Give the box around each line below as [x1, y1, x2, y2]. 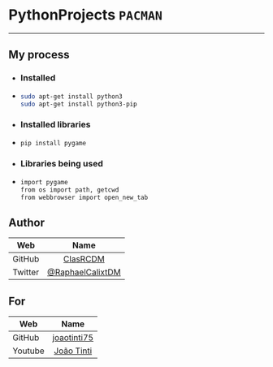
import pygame [19, 178, 68, 186]
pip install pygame [19, 139, 87, 147]
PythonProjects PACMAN [8, 6, 162, 24]
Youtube [12, 345, 45, 356]
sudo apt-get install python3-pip [19, 100, 137, 108]
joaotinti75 [52, 332, 94, 343]
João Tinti [54, 345, 93, 356]
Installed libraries [19, 119, 91, 131]
